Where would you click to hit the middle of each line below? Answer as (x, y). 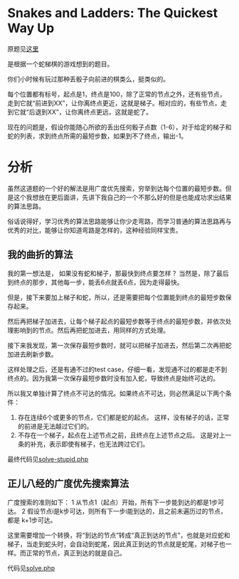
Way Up (31, 28)
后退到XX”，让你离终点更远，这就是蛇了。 (91, 112)
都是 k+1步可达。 (32, 520)
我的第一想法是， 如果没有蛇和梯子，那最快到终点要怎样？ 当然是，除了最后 (118, 273)
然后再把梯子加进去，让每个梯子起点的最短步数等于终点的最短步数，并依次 (116, 321)
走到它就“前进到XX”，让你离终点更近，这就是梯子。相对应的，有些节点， (114, 103)
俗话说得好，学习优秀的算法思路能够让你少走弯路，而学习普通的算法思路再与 (119, 221)
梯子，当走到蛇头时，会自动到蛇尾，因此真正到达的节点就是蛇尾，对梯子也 (116, 544)
